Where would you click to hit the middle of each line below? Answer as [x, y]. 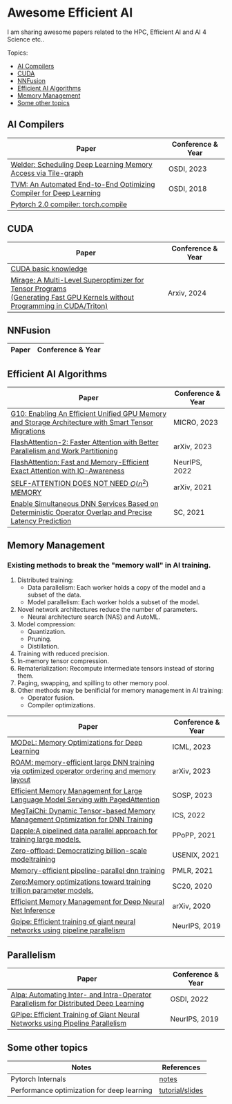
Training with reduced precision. [63, 654]
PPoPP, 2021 [194, 835]
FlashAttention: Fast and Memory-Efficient [80, 462]
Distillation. [43, 646]
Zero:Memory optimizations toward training [81, 882]
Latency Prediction [41, 521]
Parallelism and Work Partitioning [65, 451]
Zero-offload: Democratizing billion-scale [79, 851]
